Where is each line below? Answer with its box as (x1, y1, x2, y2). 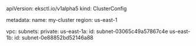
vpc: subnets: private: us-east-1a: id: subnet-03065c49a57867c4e (6, 28, 168, 35)
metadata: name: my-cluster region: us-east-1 (6, 17, 117, 23)
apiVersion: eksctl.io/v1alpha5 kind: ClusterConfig (6, 5, 127, 12)
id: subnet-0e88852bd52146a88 (14, 34, 94, 41)
